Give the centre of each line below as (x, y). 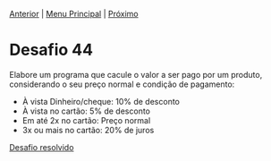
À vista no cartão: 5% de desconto (86, 111)
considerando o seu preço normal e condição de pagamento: (122, 84)
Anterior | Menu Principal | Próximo (74, 14)
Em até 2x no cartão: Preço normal (86, 120)
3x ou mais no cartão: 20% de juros (88, 130)
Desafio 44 (51, 50)
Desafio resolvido (42, 147)
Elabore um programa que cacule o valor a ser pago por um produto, (136, 74)
